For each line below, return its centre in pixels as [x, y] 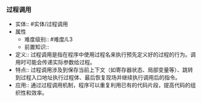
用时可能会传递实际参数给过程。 [55, 62]
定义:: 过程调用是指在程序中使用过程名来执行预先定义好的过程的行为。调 [105, 55]
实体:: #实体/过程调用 [41, 24]
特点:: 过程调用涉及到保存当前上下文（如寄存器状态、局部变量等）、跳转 [104, 70]
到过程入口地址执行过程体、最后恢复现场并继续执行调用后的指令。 [98, 78]
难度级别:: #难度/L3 [48, 39]
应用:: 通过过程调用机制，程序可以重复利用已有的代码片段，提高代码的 [103, 85]
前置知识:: [37, 47]
